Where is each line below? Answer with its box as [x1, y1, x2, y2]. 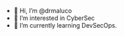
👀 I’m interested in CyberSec [13, 14, 95, 22]
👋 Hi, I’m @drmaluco [13, 7, 72, 15]
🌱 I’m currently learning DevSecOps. [13, 21, 117, 29]
